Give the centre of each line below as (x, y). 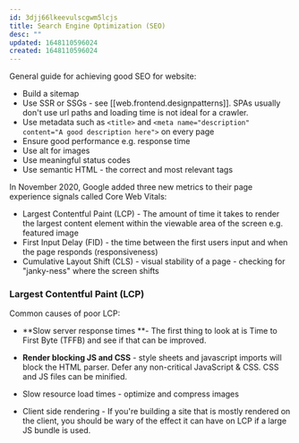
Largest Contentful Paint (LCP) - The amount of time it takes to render (151, 214)
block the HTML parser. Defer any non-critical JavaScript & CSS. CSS (150, 367)
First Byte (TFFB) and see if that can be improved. (114, 340)
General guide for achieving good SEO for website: (103, 76)
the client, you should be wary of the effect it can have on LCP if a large (154, 421)
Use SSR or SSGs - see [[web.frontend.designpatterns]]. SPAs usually (151, 103)
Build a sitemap (51, 94)
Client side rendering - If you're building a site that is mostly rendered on (156, 412)
